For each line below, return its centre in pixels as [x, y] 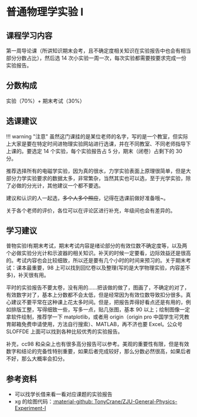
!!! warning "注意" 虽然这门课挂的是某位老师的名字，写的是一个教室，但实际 [97, 136]
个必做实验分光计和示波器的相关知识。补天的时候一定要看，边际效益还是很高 [98, 253]
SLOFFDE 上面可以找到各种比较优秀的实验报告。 [64, 331]
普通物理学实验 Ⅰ [45, 12]
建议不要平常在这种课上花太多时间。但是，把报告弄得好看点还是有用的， [98, 302]
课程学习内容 [29, 35]
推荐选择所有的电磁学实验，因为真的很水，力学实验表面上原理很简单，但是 [96, 171]
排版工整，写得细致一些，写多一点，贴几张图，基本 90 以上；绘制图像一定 [101, 310]
